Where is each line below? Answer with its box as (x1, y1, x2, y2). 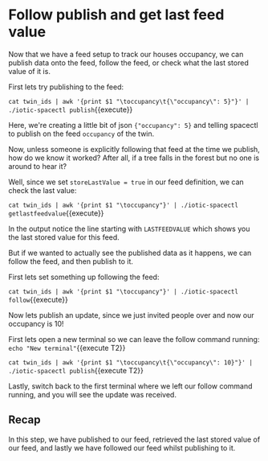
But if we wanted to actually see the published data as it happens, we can (8, 248, 252, 257)
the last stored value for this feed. (8, 232, 120, 242)
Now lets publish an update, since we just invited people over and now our (8, 310, 254, 319)
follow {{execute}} (8, 294, 68, 304)
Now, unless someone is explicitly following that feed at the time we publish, (8, 144, 261, 154)
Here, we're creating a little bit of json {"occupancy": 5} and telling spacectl (8, 120, 258, 130)
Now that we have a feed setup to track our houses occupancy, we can (8, 49, 244, 59)
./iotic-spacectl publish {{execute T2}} (8, 365, 144, 375)
